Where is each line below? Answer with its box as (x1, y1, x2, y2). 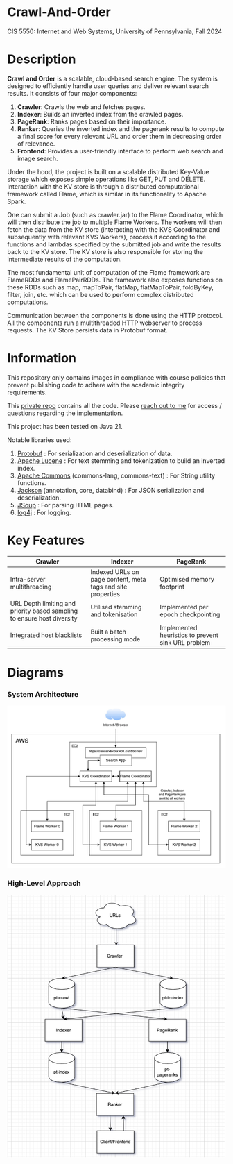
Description (7, 51, 76, 67)
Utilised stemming (90, 603, 142, 611)
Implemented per (159, 603, 209, 611)
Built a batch (90, 627, 126, 636)
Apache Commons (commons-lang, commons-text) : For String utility (17, 471, 216, 480)
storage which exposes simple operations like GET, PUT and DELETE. (7, 175, 206, 183)
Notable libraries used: (7, 435, 72, 444)
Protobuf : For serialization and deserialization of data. (17, 449, 173, 457)
